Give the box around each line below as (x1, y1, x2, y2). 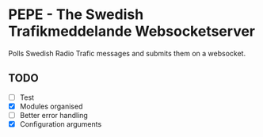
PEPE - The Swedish (8, 6, 144, 24)
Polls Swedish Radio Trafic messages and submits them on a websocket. (8, 48, 246, 58)
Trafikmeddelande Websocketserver (8, 22, 256, 40)
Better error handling (19, 110, 89, 120)
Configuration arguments (19, 119, 102, 128)
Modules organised (19, 101, 83, 111)
